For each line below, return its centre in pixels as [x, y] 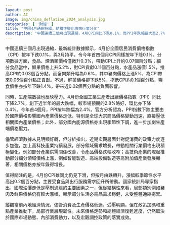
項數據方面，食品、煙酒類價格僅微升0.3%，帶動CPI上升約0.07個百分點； [81, 61]
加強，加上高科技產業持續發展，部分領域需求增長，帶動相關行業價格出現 [85, 145]
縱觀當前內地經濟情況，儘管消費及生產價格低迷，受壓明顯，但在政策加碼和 [83, 205]
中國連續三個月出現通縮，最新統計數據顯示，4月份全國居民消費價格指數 [80, 48]
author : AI [17, 15]
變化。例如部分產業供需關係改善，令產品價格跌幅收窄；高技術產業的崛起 [85, 152]
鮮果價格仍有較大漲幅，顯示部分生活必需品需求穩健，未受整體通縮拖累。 [89, 194]
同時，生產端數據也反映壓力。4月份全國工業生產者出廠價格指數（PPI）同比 [83, 97]
